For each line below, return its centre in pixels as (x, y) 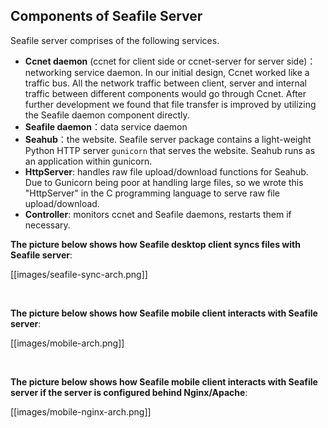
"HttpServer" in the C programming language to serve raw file (152, 193)
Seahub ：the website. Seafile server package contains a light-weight (168, 139)
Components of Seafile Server (106, 16)
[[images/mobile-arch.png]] (67, 343)
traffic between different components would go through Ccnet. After (165, 93)
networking (48, 72)
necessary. (47, 225)
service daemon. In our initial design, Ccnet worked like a (191, 72)
